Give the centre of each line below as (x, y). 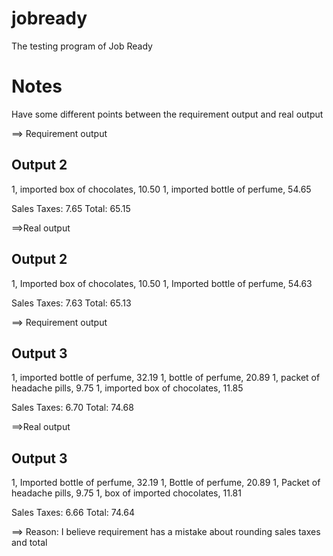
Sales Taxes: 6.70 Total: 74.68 (72, 408)
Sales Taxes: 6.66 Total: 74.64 (73, 513)
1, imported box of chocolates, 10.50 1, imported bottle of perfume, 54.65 (161, 189)
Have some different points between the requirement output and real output (167, 114)
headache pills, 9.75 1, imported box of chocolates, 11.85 (127, 388)
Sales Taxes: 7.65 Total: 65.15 (71, 208)
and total (29, 543)
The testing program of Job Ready (82, 46)
